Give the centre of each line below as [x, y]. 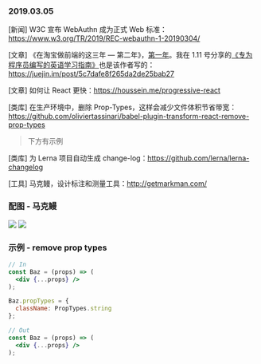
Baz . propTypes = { [39, 301]
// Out [19, 330]
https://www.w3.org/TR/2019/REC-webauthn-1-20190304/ [104, 38]
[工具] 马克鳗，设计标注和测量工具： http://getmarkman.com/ [108, 184]
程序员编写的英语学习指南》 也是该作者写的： [82, 65]
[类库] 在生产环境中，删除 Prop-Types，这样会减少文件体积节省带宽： [123, 107]
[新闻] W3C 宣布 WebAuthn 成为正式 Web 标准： [88, 30]
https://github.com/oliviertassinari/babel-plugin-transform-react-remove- [129, 117]
